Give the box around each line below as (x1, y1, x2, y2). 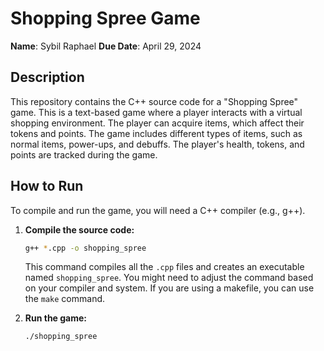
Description (10, 69, 85, 86)
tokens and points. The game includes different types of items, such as (10, 127, 303, 139)
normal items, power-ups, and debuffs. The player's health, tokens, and (10, 138, 305, 150)
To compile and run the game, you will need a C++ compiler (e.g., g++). (10, 204, 306, 216)
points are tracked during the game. (10, 148, 158, 161)
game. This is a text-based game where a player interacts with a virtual (10, 106, 303, 118)
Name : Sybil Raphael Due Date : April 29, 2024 (10, 40, 202, 52)
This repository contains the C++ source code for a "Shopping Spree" (10, 95, 299, 107)
